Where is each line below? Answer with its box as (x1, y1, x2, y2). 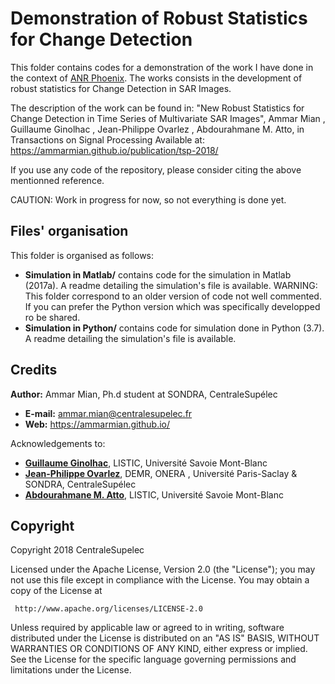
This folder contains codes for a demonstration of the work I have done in (10, 61, 314, 73)
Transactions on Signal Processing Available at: (10, 133, 205, 146)
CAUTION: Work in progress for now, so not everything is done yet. (10, 193, 287, 206)
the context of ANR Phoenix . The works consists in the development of (10, 72, 303, 84)
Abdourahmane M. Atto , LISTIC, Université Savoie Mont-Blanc (24, 488, 284, 501)
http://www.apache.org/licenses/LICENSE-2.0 (14, 604, 203, 614)
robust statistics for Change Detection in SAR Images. (10, 82, 232, 94)
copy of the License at (10, 585, 103, 597)
